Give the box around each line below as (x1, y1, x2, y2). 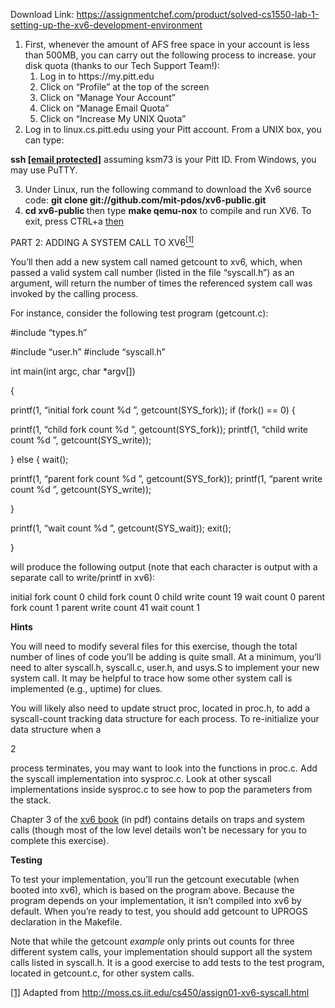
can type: (24, 134, 65, 146)
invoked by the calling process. (10, 287, 139, 299)
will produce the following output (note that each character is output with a (10, 560, 318, 573)
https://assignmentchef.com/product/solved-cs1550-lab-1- (76, 9, 320, 20)
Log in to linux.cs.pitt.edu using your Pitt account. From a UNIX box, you (24, 124, 322, 135)
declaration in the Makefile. (10, 915, 123, 928)
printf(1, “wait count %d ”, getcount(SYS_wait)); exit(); (10, 522, 232, 534)
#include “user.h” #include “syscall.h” (10, 345, 166, 358)
